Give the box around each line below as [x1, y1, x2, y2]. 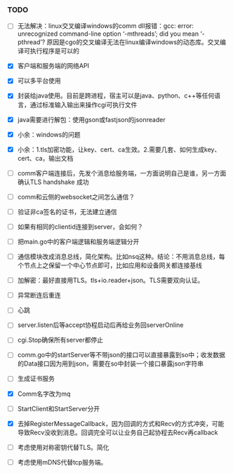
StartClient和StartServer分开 [17, 404, 100, 413]
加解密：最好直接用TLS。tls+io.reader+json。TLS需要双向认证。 [17, 276, 204, 285]
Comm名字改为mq [17, 389, 71, 398]
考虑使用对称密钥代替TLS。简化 [17, 443, 109, 451]
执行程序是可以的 [29, 47, 79, 55]
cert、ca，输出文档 [17, 154, 74, 162]
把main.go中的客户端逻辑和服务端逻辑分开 [17, 237, 140, 246]
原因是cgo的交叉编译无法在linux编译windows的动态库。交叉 [46, 38, 220, 46]
